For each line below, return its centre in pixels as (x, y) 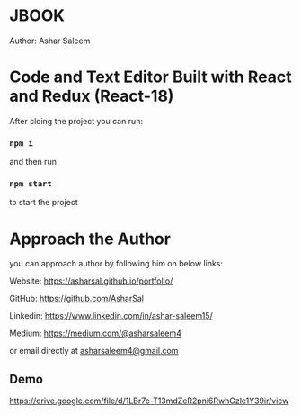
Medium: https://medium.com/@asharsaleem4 (95, 333)
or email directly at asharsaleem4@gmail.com (94, 351)
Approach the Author (90, 239)
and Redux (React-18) (92, 96)
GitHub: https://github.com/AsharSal (76, 299)
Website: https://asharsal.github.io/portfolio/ (91, 281)
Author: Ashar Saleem (50, 41)
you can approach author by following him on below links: (116, 264)
